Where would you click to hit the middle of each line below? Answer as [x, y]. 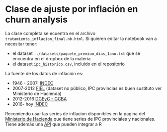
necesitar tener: [21, 44]
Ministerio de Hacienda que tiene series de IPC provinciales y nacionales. [80, 119]
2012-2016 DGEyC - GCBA [40, 99]
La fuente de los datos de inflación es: [44, 73]
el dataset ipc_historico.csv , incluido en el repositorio [69, 64]
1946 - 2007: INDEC [33, 83]
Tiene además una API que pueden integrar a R [53, 124]
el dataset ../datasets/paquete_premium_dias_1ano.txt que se [76, 53]
